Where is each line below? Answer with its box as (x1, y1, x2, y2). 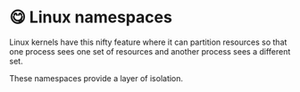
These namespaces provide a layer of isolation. (9, 72, 184, 83)
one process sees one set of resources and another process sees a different (9, 46, 291, 56)
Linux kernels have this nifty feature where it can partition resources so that (9, 37, 287, 47)
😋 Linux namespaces (9, 7, 172, 28)
